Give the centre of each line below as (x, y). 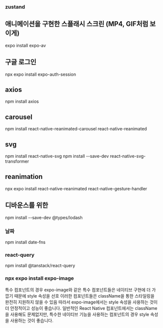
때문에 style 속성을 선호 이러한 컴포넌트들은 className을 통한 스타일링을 (84, 296)
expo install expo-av (26, 45)
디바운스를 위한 (27, 205)
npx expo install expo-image (40, 278)
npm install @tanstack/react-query (40, 266)
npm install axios (22, 101)
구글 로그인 (21, 62)
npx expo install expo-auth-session (41, 74)
